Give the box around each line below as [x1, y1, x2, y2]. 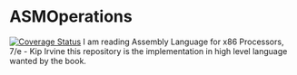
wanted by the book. [9, 55, 86, 66]
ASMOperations [9, 6, 134, 27]
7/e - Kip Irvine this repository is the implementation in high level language [9, 45, 288, 56]
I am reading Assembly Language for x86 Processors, [83, 36, 284, 47]
